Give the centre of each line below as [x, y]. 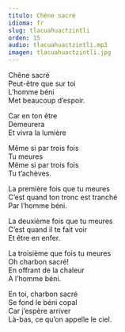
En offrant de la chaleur [46, 270]
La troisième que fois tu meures [60, 253]
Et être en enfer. [34, 238]
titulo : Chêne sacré [42, 15]
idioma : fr [26, 23]
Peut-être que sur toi [42, 83]
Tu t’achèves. [30, 173]
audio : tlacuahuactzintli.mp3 [58, 45]
